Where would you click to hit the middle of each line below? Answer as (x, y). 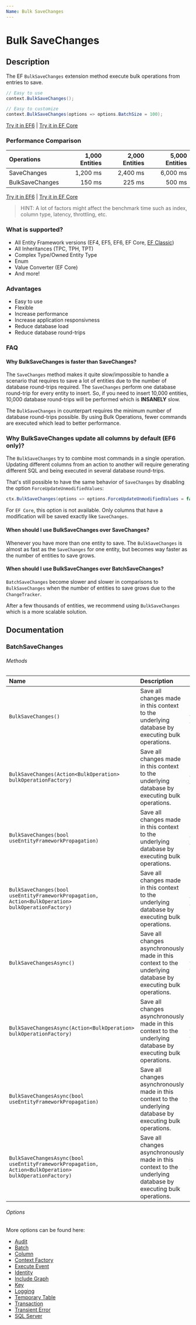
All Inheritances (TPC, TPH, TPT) (54, 249)
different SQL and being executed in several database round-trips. (85, 471)
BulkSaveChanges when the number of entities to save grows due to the (91, 588)
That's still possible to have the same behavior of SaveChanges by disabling (95, 482)
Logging (24, 1291)
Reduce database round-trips (50, 333)
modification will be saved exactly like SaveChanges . (67, 517)
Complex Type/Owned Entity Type (56, 254)
